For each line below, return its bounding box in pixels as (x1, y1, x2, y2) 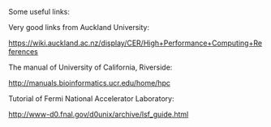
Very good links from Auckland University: (8, 23, 150, 32)
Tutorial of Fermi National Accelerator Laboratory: (8, 94, 174, 104)
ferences (8, 47, 38, 56)
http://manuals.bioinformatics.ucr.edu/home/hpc (8, 78, 170, 87)
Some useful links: (8, 7, 71, 16)
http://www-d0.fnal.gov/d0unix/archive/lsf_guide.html (8, 109, 189, 119)
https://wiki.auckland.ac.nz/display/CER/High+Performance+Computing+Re (8, 38, 262, 48)
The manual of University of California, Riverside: (8, 62, 173, 72)
